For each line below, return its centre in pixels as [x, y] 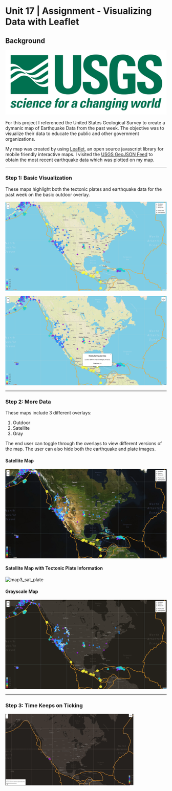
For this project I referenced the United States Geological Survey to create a [85, 123]
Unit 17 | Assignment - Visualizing [79, 11]
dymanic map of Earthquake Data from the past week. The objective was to [85, 128]
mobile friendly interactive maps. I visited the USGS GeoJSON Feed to [79, 155]
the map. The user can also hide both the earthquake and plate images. [81, 449]
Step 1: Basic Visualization [39, 178]
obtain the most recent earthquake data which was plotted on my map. [80, 160]
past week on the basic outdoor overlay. [48, 194]
